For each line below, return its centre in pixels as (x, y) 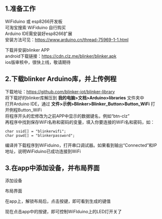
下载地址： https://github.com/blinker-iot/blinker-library (60, 91)
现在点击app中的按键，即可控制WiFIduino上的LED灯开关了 (63, 212)
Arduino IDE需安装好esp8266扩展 (39, 34)
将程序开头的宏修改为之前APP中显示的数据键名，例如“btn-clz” (67, 116)
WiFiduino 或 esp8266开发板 (34, 21)
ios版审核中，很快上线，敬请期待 (38, 62)
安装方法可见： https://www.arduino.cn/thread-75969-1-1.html (67, 39)
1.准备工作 (20, 9)
